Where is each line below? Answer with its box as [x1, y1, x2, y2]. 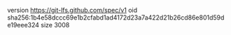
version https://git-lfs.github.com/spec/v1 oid [7, 6, 138, 14]
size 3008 [41, 21, 70, 29]
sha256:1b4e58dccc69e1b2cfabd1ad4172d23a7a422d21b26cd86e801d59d [7, 13, 225, 22]
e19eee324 [7, 21, 40, 29]
